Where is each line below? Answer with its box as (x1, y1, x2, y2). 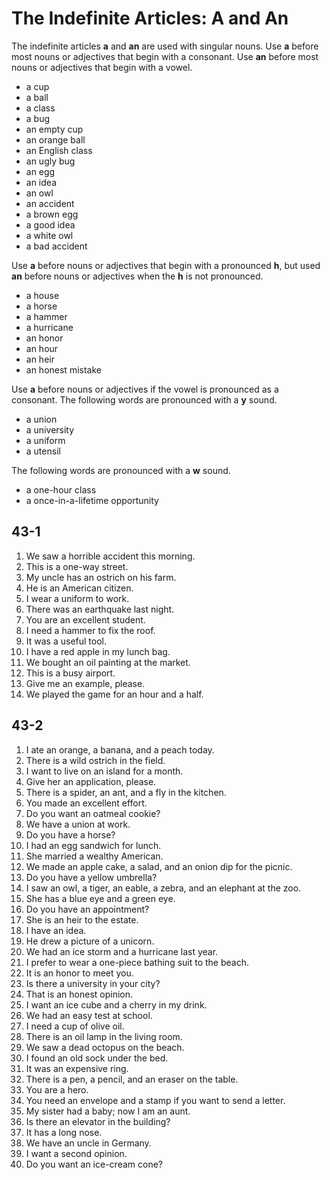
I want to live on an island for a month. (25, 765, 184, 777)
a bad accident (25, 240, 88, 252)
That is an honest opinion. (25, 988, 134, 1000)
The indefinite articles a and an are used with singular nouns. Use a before (11, 40, 319, 52)
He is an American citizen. (25, 582, 134, 594)
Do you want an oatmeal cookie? (25, 807, 161, 819)
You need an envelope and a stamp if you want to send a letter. (25, 1094, 286, 1106)
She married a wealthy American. (25, 850, 164, 862)
